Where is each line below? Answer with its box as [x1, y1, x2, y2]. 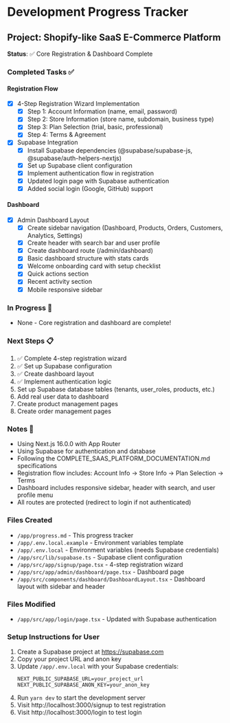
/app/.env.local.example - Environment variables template [16, 538, 184, 546]
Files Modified [7, 599, 56, 609]
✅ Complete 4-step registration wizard [16, 355, 127, 363]
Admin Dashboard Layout [16, 216, 89, 224]
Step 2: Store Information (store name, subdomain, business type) [27, 115, 214, 124]
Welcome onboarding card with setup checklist [27, 262, 161, 270]
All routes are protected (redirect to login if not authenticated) [16, 498, 192, 507]
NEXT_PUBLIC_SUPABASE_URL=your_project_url [16, 676, 144, 682]
